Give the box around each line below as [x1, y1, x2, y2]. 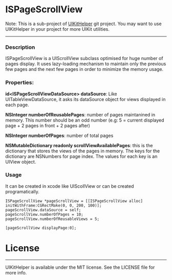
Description [5, 44, 35, 51]
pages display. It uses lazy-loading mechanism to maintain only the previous [5, 61, 166, 67]
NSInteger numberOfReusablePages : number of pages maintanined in [5, 111, 155, 117]
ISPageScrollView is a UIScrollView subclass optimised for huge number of [5, 55, 163, 62]
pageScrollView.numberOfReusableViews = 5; [5, 216, 100, 222]
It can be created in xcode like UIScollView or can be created [5, 183, 134, 189]
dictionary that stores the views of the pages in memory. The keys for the [5, 148, 160, 154]
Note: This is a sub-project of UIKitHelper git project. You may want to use [5, 21, 162, 27]
